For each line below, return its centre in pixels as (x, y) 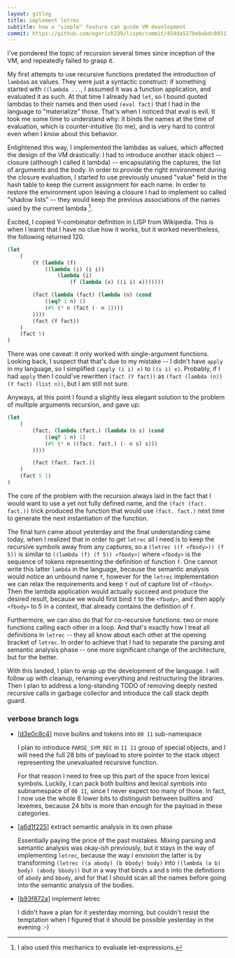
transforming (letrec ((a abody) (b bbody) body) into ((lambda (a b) (119, 863)
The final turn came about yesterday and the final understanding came (109, 532)
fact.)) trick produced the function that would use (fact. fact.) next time (116, 511)
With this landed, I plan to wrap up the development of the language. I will (113, 670)
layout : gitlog (29, 14)
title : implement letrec (43, 20)
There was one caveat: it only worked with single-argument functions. (108, 354)
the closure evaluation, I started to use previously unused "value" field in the (117, 177)
